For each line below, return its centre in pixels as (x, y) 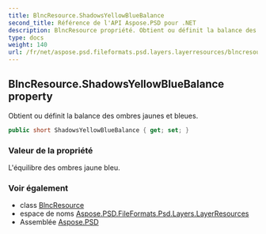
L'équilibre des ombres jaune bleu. (64, 168)
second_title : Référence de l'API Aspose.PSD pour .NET (102, 23)
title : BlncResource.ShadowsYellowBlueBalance (86, 15)
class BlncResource (52, 206)
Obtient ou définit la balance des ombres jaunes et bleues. (103, 115)
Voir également (38, 188)
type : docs (26, 38)
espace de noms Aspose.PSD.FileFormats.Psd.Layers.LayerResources (134, 213)
